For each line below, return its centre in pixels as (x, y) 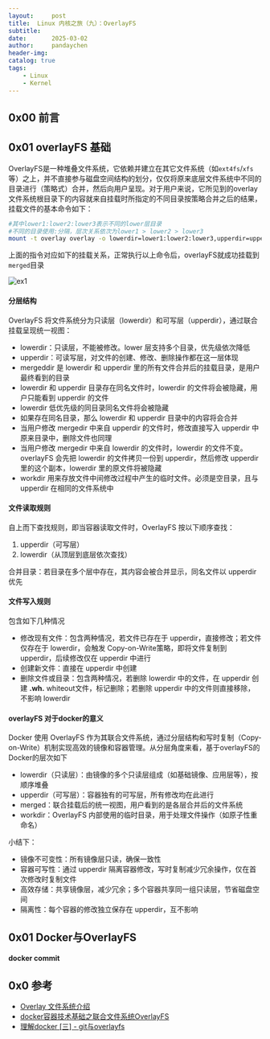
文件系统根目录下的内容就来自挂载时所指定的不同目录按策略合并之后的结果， (135, 199)
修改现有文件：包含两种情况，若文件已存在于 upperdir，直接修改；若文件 (141, 638)
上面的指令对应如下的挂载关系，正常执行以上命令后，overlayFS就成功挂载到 (134, 255)
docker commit (34, 959)
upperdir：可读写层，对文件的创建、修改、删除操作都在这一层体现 (129, 357)
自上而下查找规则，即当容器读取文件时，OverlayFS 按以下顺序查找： (122, 527)
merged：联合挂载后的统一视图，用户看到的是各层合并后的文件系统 (131, 805)
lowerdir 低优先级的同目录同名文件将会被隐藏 (94, 408)
